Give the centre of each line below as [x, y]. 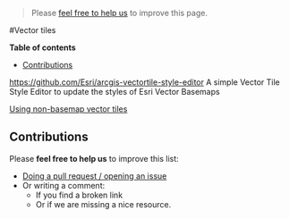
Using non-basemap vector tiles [68, 109]
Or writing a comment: [64, 185]
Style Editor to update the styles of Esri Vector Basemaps [115, 92]
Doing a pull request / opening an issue [94, 176]
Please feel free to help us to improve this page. [119, 13]
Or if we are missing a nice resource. [103, 204]
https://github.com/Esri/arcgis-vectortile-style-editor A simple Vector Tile [144, 82]
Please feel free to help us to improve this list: [94, 158]
